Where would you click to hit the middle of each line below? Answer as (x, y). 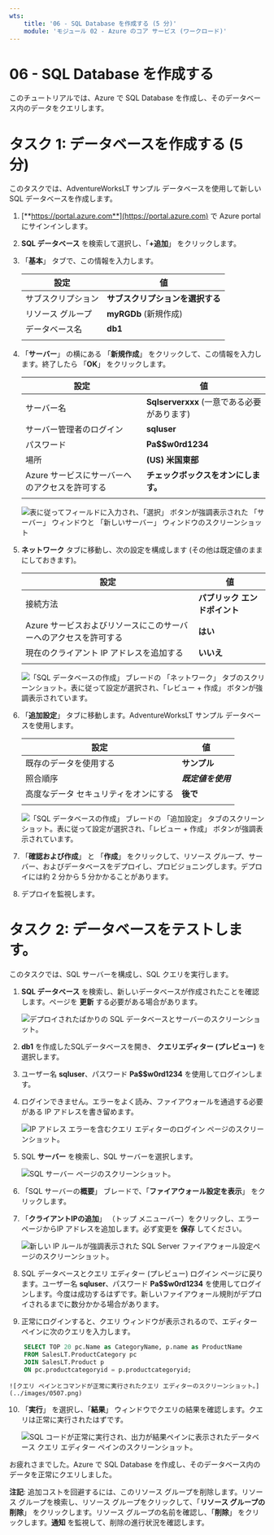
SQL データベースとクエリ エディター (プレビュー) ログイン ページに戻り (142, 1274)
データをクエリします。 (70, 108)
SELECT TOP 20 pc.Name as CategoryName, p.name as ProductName (133, 1347)
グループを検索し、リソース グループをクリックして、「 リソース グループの (142, 1502)
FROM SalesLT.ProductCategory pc (80, 1355)
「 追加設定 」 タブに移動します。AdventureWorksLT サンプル (122, 715)
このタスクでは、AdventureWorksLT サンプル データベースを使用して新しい (135, 189)
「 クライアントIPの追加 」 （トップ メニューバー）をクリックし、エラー (140, 1219)
